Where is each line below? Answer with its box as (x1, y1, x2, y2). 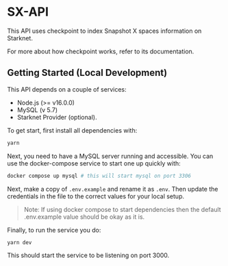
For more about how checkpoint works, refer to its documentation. (7, 47, 194, 55)
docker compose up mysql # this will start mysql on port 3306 (7, 172, 192, 179)
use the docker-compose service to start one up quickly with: (7, 159, 181, 168)
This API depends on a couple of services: (7, 85, 127, 93)
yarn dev (7, 239, 32, 246)
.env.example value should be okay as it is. (23, 213, 145, 221)
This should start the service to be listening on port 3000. (7, 251, 170, 260)
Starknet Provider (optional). (16, 113, 97, 121)
